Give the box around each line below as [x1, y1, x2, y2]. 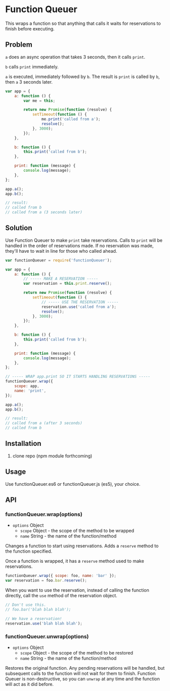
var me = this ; [23, 98, 56, 103]
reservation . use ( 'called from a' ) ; [41, 304, 116, 310]
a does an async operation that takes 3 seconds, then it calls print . [5, 54, 146, 60]
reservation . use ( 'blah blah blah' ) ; [5, 621, 82, 626]
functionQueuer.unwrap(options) [5, 633, 89, 640]
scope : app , [14, 383, 39, 389]
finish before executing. [5, 25, 55, 31]
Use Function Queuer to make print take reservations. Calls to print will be [5, 237, 163, 243]
